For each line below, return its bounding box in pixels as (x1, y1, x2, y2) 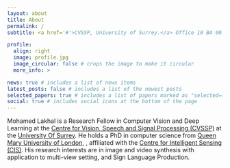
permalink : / (7, 23, 44, 29)
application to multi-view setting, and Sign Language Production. (7, 153, 190, 161)
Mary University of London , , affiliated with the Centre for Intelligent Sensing (7, 139, 222, 147)
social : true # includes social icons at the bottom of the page (7, 98, 197, 105)
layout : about (7, 10, 48, 17)
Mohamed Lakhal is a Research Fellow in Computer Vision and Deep (7, 117, 200, 125)
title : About (7, 16, 44, 23)
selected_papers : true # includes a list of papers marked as (7, 92, 188, 99)
